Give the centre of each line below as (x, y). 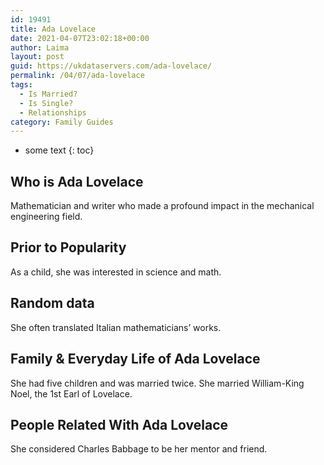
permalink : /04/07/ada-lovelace (77, 76)
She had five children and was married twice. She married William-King (157, 383)
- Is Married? (48, 94)
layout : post (37, 57)
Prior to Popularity (68, 247)
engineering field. (46, 217)
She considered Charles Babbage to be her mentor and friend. (139, 449)
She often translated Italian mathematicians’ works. (116, 327)
